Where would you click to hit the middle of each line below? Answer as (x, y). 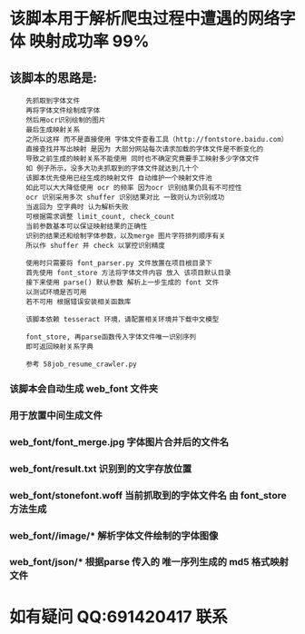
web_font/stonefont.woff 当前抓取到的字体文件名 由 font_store (148, 495)
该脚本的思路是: (54, 78)
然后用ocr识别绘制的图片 (66, 120)
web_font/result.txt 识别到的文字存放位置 (101, 469)
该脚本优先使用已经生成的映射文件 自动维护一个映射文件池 (119, 178)
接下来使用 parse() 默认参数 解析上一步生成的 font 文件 (123, 282)
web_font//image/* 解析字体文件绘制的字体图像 (114, 535)
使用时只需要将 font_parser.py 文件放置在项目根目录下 (119, 263)
